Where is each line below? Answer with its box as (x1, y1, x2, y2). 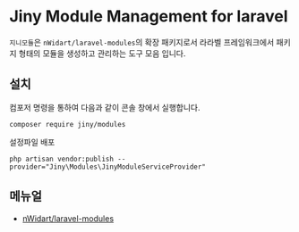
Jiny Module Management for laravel (9, 6, 288, 27)
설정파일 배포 (9, 137, 56, 147)
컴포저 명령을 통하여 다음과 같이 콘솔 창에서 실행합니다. (9, 102, 201, 112)
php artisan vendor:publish (9, 154, 115, 163)
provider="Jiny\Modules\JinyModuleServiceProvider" (9, 162, 206, 171)
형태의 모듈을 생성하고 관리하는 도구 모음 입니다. (18, 47, 186, 59)
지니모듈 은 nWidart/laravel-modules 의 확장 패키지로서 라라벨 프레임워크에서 (9, 37, 275, 47)
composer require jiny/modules (9, 120, 126, 128)
